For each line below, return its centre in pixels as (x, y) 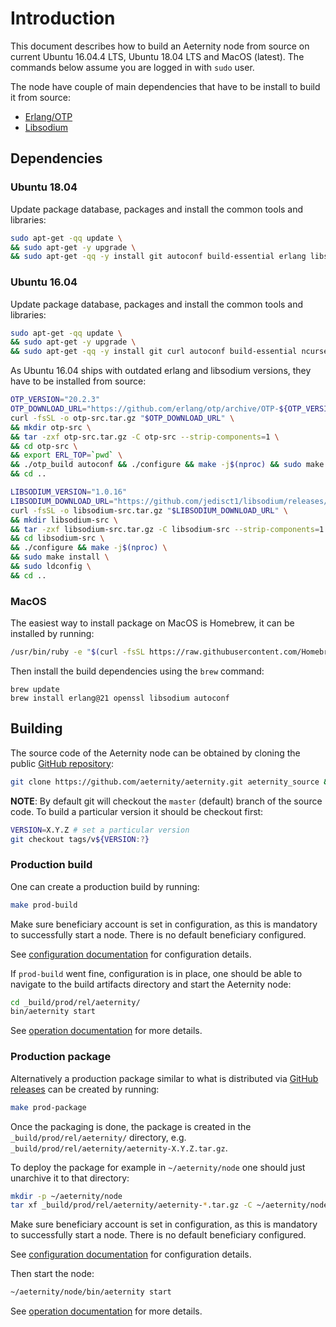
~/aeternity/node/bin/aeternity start (91, 1292)
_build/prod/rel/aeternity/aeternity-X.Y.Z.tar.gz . (119, 1148)
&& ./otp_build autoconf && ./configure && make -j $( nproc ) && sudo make (167, 465)
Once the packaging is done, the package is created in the (131, 1126)
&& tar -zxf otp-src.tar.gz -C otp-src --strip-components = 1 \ (145, 437)
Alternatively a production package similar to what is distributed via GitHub (164, 1078)
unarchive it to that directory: (70, 1178)
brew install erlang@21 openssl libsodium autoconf (120, 698)
